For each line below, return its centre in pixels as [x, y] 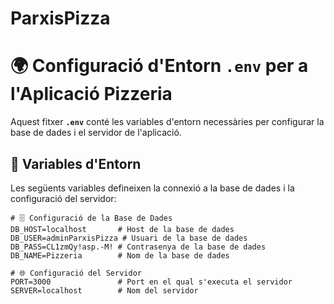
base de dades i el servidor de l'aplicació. [96, 133]
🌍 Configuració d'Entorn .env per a [159, 66]
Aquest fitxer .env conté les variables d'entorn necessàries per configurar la [167, 122]
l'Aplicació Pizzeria [91, 94]
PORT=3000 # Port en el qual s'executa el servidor [151, 282]
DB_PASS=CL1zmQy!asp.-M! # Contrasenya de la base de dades [138, 247]
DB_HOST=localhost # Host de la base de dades [122, 229]
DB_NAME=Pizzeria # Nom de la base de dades [120, 255]
